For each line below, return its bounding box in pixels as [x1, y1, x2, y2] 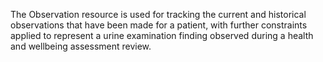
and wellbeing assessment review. [10, 40, 152, 52]
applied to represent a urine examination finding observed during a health [10, 30, 314, 41]
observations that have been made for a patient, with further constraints [10, 19, 308, 31]
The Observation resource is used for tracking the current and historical [10, 9, 307, 20]
